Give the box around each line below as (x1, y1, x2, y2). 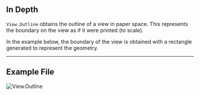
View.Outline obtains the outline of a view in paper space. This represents (6, 20, 189, 27)
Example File (6, 67, 55, 77)
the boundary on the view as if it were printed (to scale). (6, 27, 144, 34)
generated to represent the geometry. (6, 44, 99, 51)
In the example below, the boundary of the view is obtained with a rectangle (6, 38, 192, 45)
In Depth (6, 5, 39, 15)
